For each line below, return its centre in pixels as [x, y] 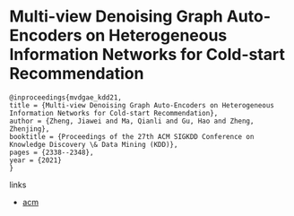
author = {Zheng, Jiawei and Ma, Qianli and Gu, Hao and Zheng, [132, 121]
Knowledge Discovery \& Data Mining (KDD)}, [94, 144]
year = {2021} [36, 160]
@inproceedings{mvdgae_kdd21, [66, 97]
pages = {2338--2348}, [52, 152]
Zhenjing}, [30, 129]
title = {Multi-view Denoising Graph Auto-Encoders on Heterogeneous [142, 105]
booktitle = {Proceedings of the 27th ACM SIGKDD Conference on [132, 136]
